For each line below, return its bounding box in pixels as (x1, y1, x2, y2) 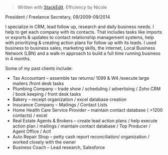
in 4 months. (5, 56, 31, 62)
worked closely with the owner (12, 139, 76, 145)
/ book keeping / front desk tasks (12, 91, 81, 97)
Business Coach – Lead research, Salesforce (12, 144, 105, 150)
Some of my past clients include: (5, 65, 73, 71)
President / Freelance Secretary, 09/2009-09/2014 (5, 14, 110, 20)
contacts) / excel (12, 112, 48, 118)
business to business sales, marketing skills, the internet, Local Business (5, 45, 155, 51)
